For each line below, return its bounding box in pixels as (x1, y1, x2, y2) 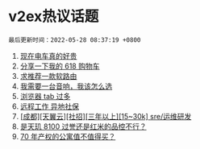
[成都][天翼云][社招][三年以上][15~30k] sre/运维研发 (19, 111, 192, 121)
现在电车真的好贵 (19, 51, 77, 60)
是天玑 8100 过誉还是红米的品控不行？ (19, 122, 147, 131)
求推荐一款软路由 (19, 71, 77, 81)
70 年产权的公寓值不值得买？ (19, 131, 116, 141)
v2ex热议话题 (8, 7, 99, 26)
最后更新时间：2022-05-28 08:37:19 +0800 (8, 35, 141, 44)
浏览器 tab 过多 (19, 91, 71, 101)
